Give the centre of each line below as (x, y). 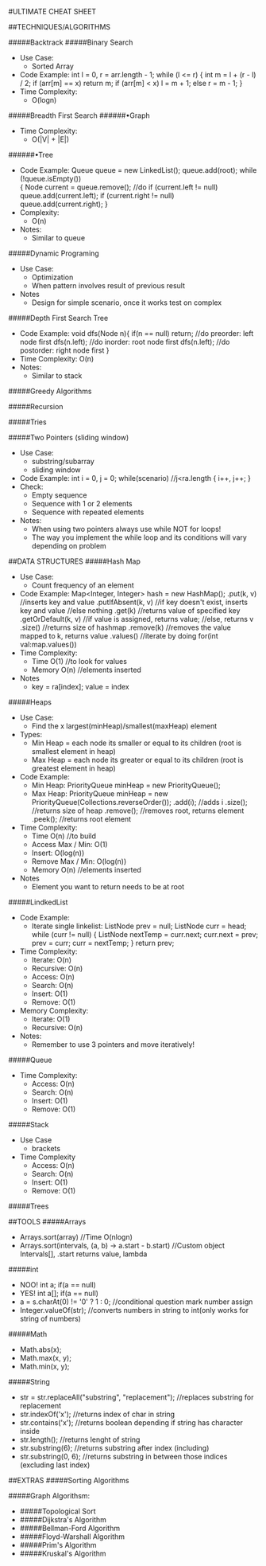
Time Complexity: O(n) (57, 359)
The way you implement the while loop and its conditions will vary (139, 537)
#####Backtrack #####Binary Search (71, 42)
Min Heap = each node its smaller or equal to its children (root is (137, 743)
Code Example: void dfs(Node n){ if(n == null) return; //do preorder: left (137, 333)
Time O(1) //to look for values (79, 661)
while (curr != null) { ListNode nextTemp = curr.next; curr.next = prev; (145, 934)
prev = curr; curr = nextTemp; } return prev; (103, 943)
